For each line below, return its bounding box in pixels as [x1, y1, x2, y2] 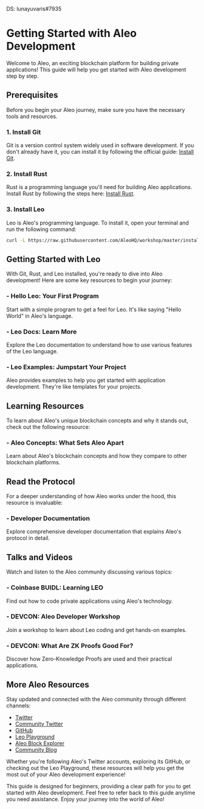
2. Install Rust [6, 170, 47, 178]
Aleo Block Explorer [15, 739, 65, 747]
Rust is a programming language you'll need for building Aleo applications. [6, 184, 192, 191]
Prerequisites [6, 90, 58, 100]
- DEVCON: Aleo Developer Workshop [6, 613, 120, 621]
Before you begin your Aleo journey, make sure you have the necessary [6, 106, 185, 113]
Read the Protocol [6, 476, 75, 487]
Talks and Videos [6, 552, 73, 562]
